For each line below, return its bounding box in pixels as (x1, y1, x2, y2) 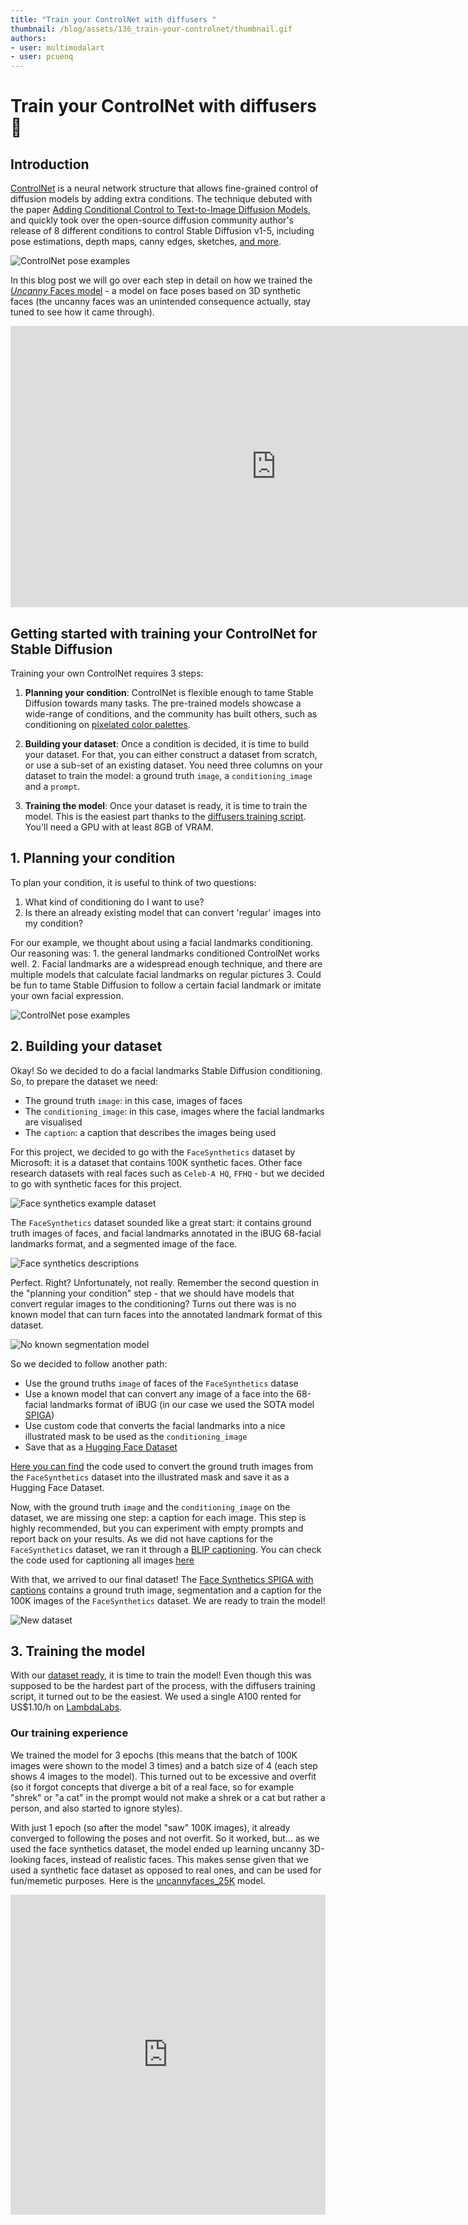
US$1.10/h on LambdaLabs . (10, 1701, 123, 1713)
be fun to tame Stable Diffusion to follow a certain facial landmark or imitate (10, 979, 322, 991)
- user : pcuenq (10, 52, 74, 62)
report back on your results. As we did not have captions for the (10, 1532, 274, 1545)
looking (10, 1853, 42, 1865)
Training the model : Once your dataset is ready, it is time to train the (24, 799, 308, 811)
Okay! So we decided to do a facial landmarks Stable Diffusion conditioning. (10, 1064, 323, 1076)
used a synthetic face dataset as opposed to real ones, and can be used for (10, 1864, 322, 1876)
